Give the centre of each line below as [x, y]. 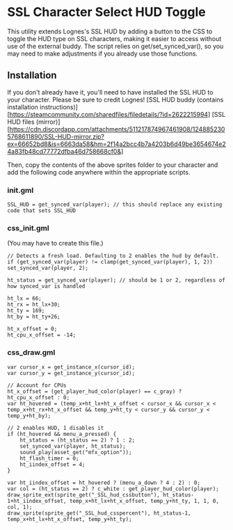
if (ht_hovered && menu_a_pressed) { [62, 434]
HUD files [21, 122]
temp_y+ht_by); [29, 416]
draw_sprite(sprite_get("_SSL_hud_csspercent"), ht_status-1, [99, 513]
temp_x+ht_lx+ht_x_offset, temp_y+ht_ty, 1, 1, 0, [144, 501]
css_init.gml [29, 228]
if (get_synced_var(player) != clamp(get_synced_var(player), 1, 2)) [110, 262]
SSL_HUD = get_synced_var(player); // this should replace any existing [115, 205]
